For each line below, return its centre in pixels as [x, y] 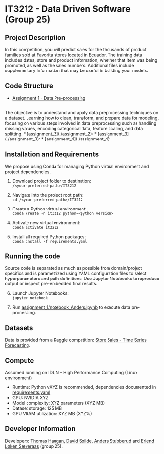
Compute [20, 361]
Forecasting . [18, 345]
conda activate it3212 [35, 227]
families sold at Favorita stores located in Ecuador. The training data [74, 55]
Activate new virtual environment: [46, 222]
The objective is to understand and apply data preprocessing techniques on [82, 112]
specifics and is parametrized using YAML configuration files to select [76, 273]
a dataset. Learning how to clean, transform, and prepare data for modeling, [82, 118]
